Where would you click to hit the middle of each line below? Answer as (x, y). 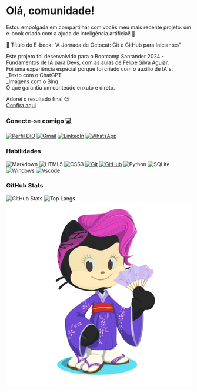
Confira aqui (21, 105)
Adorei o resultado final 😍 (38, 99)
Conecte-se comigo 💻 (39, 121)
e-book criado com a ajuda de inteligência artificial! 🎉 (71, 33)
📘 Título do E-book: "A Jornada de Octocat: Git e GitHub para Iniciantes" (94, 45)
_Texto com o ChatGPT (34, 75)
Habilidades (24, 151)
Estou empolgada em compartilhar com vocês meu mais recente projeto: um (98, 27)
